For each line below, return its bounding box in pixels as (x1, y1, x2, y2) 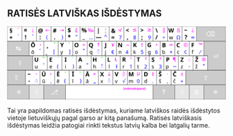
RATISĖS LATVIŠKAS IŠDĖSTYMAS (7, 8, 162, 19)
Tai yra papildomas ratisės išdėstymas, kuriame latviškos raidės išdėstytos (7, 106, 221, 114)
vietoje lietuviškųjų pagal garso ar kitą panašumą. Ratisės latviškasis (7, 113, 202, 122)
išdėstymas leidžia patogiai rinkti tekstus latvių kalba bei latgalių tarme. (7, 121, 210, 129)
